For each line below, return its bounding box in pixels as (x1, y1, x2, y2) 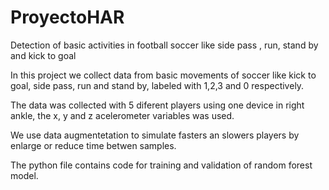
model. (10, 169, 39, 181)
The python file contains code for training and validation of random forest (10, 159, 313, 171)
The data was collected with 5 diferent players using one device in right (10, 99, 305, 111)
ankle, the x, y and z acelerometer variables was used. (10, 109, 235, 121)
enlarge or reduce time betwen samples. (10, 139, 177, 151)
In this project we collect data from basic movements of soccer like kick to (10, 69, 317, 81)
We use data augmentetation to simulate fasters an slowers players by (10, 129, 300, 141)
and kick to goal (10, 49, 77, 61)
